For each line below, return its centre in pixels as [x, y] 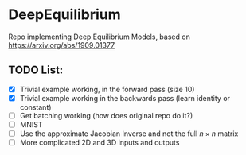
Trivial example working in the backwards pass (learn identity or [125, 98]
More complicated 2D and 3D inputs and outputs [100, 143]
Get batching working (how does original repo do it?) [106, 115]
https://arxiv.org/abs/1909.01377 [62, 45]
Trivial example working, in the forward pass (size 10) [107, 89]
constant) [35, 107]
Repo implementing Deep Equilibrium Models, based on [100, 37]
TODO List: [36, 70]
